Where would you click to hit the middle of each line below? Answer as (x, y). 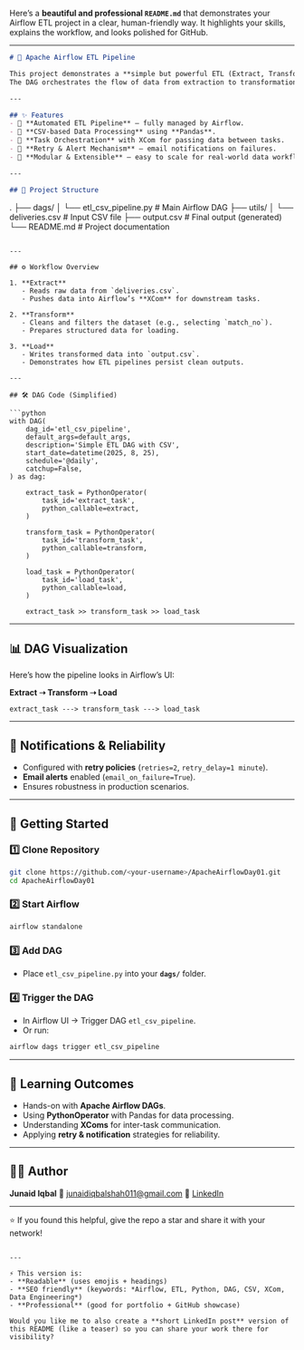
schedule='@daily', (62, 461)
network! (26, 1233)
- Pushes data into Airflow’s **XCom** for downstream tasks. (141, 298)
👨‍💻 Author (39, 1172)
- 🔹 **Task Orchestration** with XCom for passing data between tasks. (147, 141)
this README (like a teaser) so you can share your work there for (139, 1329)
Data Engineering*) (46, 1297)
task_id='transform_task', (93, 540)
